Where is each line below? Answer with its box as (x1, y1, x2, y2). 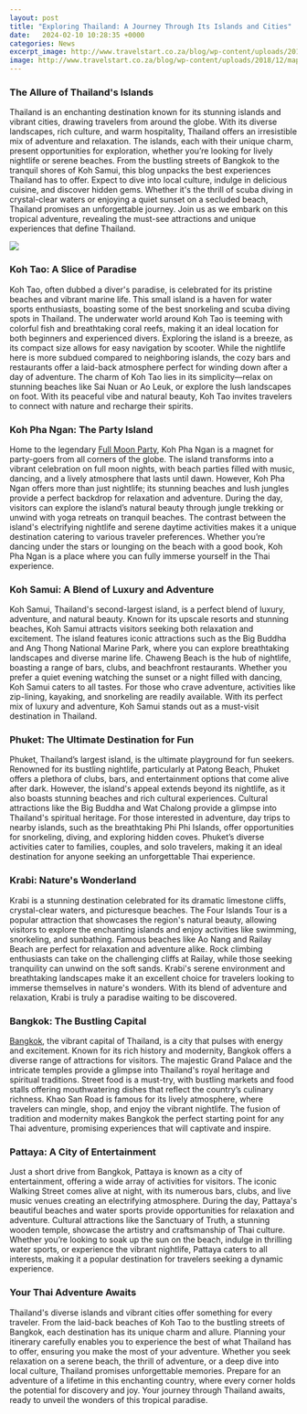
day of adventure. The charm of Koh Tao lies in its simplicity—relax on (9, 371, 273, 382)
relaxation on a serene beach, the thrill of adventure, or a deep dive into (9, 1356, 280, 1367)
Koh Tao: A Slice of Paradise (9, 263, 137, 276)
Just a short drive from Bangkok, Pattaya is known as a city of (9, 1166, 243, 1177)
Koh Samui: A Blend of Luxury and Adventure (9, 583, 215, 596)
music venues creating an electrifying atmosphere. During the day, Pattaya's (9, 1196, 298, 1207)
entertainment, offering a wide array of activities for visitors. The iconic (9, 1176, 277, 1187)
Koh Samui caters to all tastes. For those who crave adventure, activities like (9, 681, 296, 692)
